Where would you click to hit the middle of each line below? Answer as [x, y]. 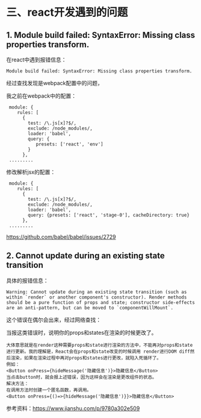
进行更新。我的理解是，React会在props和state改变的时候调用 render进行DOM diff [98, 351]
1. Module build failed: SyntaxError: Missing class [101, 35]
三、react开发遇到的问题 [67, 12]
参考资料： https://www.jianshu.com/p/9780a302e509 [73, 408]
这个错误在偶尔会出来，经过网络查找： [54, 320]
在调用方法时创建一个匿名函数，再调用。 [49, 390]
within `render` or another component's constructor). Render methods [97, 297]
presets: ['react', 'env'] [70, 144]
